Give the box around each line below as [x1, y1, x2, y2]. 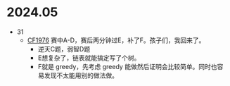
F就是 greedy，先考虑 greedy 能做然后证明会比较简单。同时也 [37, 62, 217, 70]
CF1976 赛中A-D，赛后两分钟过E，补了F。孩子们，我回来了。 [27, 36, 205, 44]
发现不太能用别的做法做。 [44, 71, 119, 80]
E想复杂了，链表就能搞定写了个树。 [37, 54, 141, 62]
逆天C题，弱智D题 [37, 44, 91, 53]
